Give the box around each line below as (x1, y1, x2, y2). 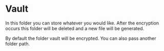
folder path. (5, 40, 30, 46)
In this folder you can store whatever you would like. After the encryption (5, 20, 159, 26)
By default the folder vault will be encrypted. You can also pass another (5, 35, 156, 41)
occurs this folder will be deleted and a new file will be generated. (5, 25, 145, 31)
